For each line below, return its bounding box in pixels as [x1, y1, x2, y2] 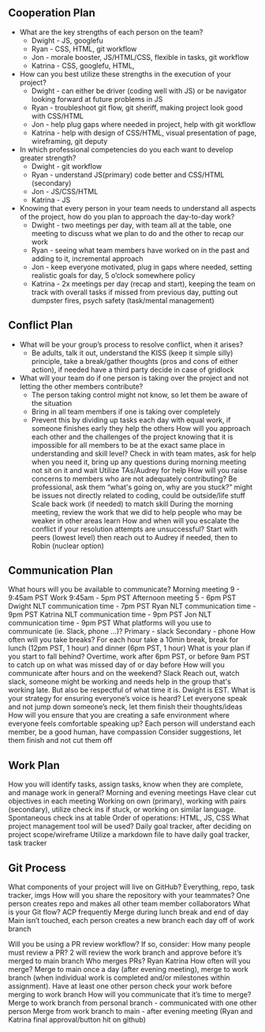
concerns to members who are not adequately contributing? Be [31, 474, 237, 483]
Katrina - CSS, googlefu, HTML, [31, 61, 135, 70]
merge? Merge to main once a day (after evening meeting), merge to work [8, 965, 248, 974]
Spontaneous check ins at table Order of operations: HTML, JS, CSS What [8, 813, 250, 823]
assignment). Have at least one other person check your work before [8, 981, 233, 991]
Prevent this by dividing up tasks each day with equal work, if [31, 415, 231, 425]
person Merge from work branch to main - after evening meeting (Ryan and [8, 1007, 253, 1016]
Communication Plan [8, 564, 114, 577]
